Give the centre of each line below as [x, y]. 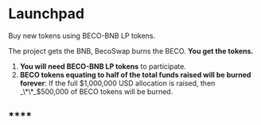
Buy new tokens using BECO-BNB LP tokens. [82, 36]
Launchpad [47, 14]
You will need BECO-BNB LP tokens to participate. [103, 66]
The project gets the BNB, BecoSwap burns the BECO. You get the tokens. [131, 51]
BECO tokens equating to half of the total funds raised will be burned [135, 74]
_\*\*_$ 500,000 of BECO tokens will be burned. [96, 91]
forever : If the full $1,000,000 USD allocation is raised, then [117, 83]
